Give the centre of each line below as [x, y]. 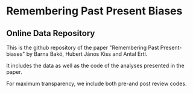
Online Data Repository [51, 33]
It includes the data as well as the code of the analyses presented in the [96, 65]
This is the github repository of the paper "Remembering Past [83, 47]
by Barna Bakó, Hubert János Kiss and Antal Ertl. [87, 54]
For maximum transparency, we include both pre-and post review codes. [96, 83]
